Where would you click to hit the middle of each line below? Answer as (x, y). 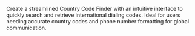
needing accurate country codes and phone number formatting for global (98, 21)
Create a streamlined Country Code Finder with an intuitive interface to (94, 9)
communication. (26, 28)
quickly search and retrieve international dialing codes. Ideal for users (93, 15)
